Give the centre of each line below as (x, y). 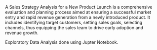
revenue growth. (22, 33)
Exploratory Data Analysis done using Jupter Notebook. (62, 42)
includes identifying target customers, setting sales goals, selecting (74, 22)
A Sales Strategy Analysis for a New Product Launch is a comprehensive (79, 7)
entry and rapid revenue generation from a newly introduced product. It (78, 17)
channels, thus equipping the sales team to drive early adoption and (74, 28)
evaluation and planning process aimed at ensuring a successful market (78, 12)
